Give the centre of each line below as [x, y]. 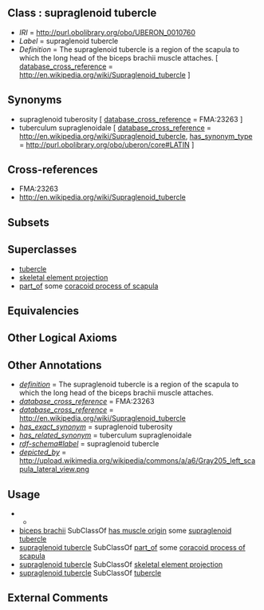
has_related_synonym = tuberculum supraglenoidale [105, 435]
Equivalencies [43, 311]
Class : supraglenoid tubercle [82, 13]
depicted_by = [43, 452]
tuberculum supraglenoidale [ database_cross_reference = [115, 128]
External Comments [58, 598]
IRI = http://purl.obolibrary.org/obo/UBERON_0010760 [107, 32]
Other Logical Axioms [62, 338]
